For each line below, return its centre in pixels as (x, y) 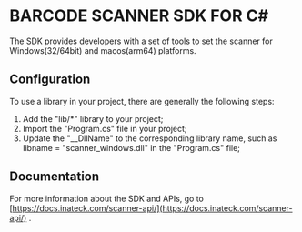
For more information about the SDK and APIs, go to (107, 198)
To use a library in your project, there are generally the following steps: (142, 101)
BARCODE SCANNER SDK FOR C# (139, 16)
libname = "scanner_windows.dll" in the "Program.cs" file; (131, 147)
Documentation (55, 177)
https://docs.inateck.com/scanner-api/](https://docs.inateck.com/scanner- (152, 208)
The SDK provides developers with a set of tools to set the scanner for (141, 41)
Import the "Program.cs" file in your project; (105, 128)
